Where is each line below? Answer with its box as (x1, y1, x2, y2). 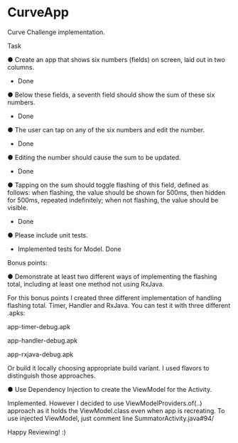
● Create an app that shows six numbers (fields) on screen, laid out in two (7, 55, 226, 64)
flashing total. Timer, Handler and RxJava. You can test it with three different (7, 301, 231, 309)
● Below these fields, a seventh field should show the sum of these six (7, 90, 215, 99)
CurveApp (7, 4, 70, 21)
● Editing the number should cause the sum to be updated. (7, 153, 181, 161)
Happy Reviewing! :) (7, 427, 66, 436)
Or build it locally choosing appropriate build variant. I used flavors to (7, 363, 210, 372)
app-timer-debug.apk (7, 322, 71, 331)
